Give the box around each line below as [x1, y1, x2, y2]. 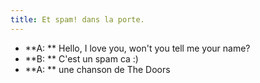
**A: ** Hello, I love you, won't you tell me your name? [24, 42, 251, 54]
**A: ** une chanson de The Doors [24, 63, 171, 75]
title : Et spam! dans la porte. [10, 14, 145, 25]
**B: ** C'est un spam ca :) [24, 52, 139, 65]
